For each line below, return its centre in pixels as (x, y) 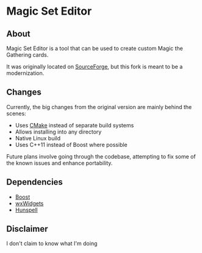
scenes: (16, 113)
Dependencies (34, 182)
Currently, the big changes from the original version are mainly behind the (99, 107)
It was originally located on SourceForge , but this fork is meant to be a (95, 66)
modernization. (25, 73)
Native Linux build (38, 138)
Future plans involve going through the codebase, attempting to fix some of (101, 156)
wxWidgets (29, 203)
